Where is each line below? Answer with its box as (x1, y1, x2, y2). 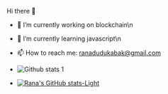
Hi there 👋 (6, 7, 36, 15)
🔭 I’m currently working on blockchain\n (16, 21, 134, 28)
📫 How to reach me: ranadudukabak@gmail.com (16, 48, 161, 57)
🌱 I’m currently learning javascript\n (16, 34, 122, 43)
